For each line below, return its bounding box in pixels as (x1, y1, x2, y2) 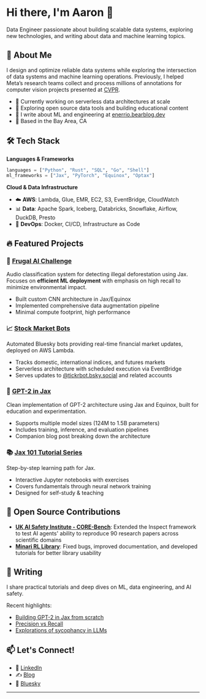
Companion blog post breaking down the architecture (15, 432, 151, 440)
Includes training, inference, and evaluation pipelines (15, 426, 149, 433)
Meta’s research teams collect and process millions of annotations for (6, 79, 182, 86)
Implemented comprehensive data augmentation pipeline (15, 302, 159, 309)
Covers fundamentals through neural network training (15, 482, 151, 489)
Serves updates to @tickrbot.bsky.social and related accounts (15, 372, 172, 379)
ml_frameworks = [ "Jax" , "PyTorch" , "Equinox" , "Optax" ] (6, 173, 155, 179)
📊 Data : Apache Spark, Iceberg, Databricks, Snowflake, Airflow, (15, 205, 178, 213)
